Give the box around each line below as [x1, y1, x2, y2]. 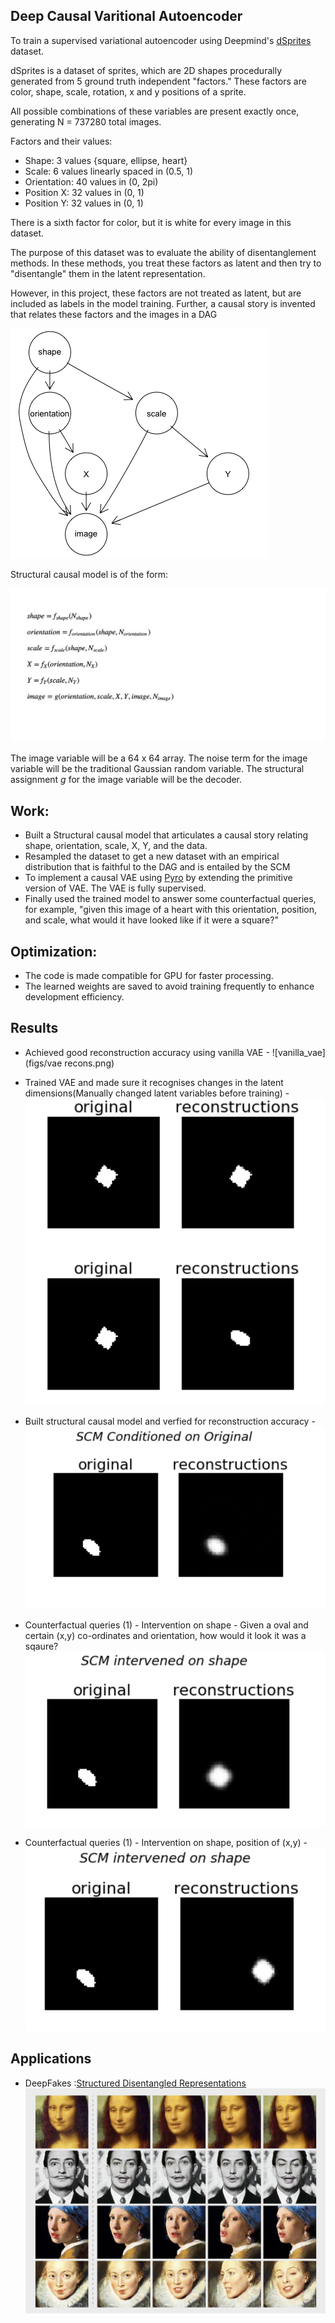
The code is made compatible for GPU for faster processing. [24, 970, 274, 982]
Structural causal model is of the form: [10, 568, 169, 580]
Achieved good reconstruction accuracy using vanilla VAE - [24, 1046, 270, 1058]
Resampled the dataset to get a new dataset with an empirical [24, 850, 280, 863]
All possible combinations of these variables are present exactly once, [10, 105, 300, 117]
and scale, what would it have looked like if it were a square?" [24, 914, 279, 926]
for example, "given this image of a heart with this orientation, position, [24, 904, 318, 916]
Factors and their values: [10, 135, 113, 147]
